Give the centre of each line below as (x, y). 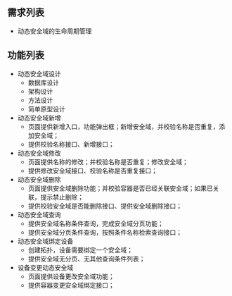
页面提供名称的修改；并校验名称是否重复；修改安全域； (108, 161)
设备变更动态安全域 (45, 267)
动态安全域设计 (39, 73)
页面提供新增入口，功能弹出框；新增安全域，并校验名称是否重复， (123, 126)
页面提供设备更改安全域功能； (71, 276)
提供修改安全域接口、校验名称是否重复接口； (93, 171)
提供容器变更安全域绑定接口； (71, 285)
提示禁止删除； (62, 197)
